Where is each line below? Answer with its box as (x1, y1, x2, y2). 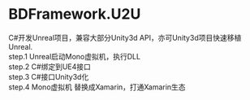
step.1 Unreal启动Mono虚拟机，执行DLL (8, 51, 140, 61)
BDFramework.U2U (8, 5, 141, 24)
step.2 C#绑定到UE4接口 (8, 62, 92, 72)
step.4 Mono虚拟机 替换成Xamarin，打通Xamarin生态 (8, 82, 186, 92)
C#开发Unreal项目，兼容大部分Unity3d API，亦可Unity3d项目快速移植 (8, 33, 242, 42)
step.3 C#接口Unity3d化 (8, 72, 89, 81)
